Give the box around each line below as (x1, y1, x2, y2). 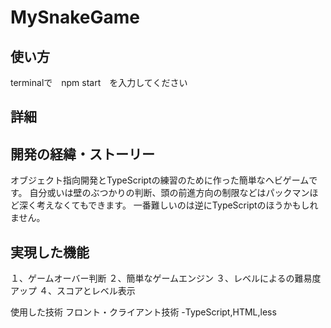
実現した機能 (10, 244, 90, 261)
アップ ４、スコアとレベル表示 (10, 285, 136, 297)
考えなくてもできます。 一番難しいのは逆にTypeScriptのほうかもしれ (36, 199, 319, 211)
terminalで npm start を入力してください (10, 77, 188, 88)
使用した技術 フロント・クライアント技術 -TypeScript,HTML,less (10, 306, 277, 318)
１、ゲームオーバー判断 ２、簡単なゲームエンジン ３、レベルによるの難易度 (10, 272, 322, 285)
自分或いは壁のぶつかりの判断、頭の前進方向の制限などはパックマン (29, 187, 310, 199)
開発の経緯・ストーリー (10, 146, 155, 163)
